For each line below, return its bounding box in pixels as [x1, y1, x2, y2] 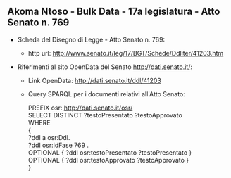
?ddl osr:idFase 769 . [27, 141, 89, 149]
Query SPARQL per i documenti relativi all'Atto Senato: [27, 89, 185, 98]
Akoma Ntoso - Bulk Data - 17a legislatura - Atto [7, 6, 220, 18]
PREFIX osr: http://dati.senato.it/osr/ [27, 103, 133, 112]
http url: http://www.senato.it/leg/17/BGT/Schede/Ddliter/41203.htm [27, 49, 224, 57]
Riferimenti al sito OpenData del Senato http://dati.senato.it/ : [17, 63, 192, 71]
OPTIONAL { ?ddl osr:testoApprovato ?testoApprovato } [27, 155, 189, 164]
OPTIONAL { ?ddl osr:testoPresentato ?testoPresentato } [27, 148, 192, 157]
